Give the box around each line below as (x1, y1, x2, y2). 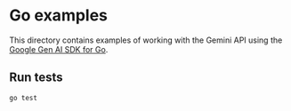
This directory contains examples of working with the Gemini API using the (9, 35, 283, 45)
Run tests (9, 70, 63, 85)
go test (9, 93, 38, 102)
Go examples (9, 5, 109, 26)
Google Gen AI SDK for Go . (9, 44, 109, 54)
